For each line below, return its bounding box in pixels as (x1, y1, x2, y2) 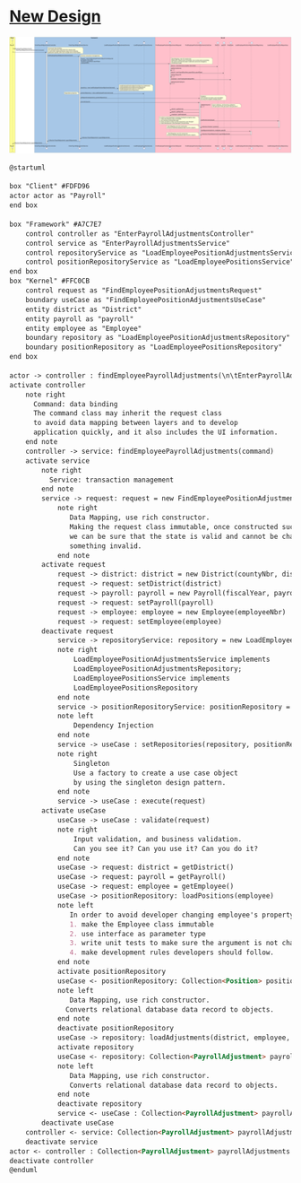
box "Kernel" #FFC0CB (9, 276, 90, 286)
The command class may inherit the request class (32, 409, 222, 418)
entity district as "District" (25, 305, 142, 314)
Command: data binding (32, 399, 118, 409)
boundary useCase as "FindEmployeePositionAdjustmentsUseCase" (25, 295, 267, 304)
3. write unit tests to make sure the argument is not (69, 939, 279, 948)
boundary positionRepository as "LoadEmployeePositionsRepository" (25, 343, 282, 352)
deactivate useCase (41, 1118, 115, 1127)
